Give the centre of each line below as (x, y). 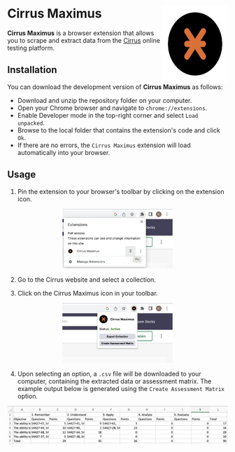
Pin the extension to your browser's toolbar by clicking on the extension (121, 191)
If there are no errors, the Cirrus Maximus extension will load (104, 145)
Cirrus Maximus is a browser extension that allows (81, 33)
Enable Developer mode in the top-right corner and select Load (108, 115)
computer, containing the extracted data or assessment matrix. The (114, 381)
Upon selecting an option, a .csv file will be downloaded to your (109, 374)
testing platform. (31, 48)
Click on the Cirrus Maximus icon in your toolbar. (88, 293)
